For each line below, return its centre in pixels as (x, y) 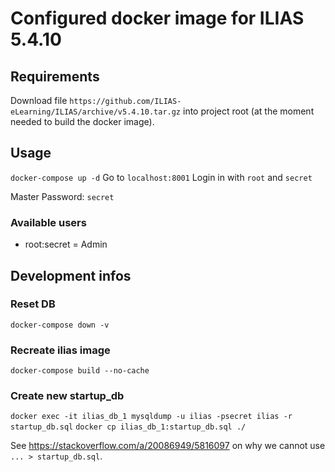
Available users (48, 222)
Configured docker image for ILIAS (157, 18)
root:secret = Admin (66, 244)
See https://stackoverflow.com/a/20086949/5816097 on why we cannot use (168, 446)
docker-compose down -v (60, 325)
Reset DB (33, 304)
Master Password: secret (62, 196)
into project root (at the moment (248, 111)
